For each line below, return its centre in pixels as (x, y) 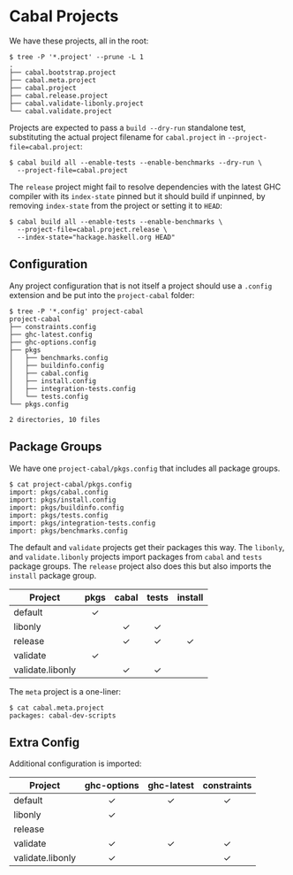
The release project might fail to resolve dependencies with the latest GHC (145, 187)
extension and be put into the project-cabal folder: (102, 295)
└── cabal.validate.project (61, 111)
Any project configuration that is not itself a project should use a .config (141, 286)
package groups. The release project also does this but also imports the (140, 566)
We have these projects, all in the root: (79, 41)
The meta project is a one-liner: (65, 691)
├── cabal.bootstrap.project (63, 73)
